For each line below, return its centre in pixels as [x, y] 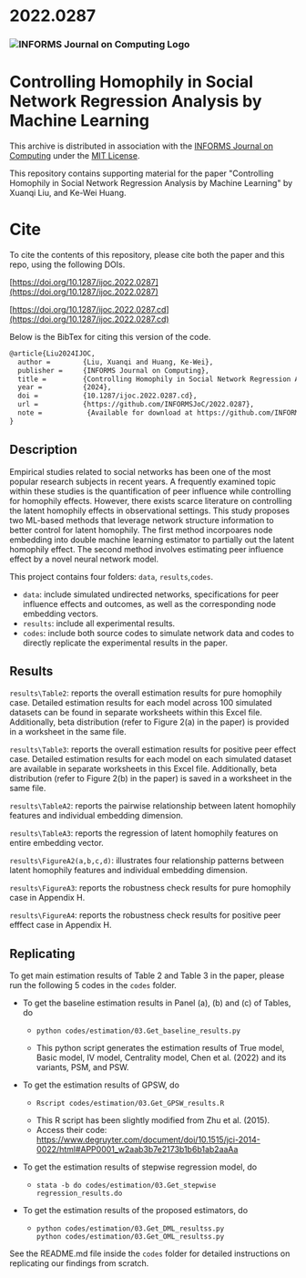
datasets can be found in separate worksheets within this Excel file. [136, 713]
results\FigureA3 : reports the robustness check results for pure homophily [150, 888]
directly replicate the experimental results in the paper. [125, 643]
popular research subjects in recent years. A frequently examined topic [143, 481]
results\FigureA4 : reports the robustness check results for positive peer [145, 915]
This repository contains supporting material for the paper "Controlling [142, 173]
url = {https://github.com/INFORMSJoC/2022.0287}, [136, 405]
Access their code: [71, 1130]
